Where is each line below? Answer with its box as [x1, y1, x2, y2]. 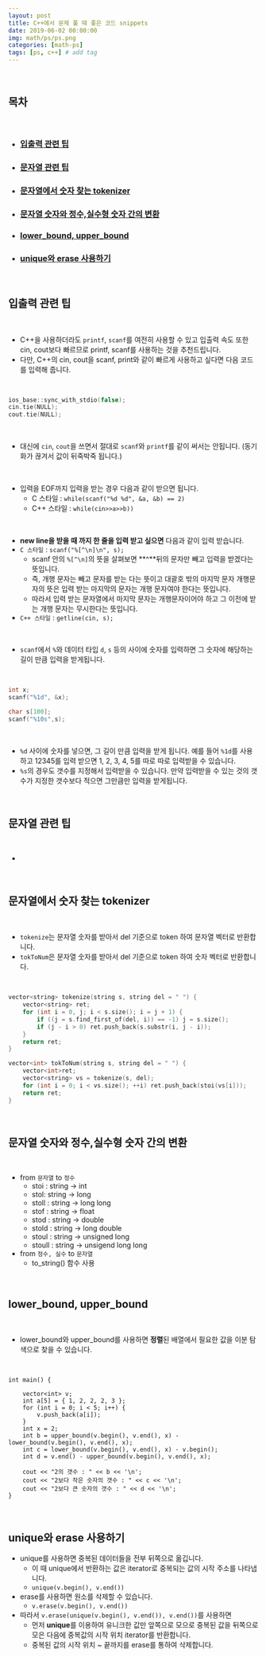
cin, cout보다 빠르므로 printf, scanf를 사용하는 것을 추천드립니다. [19, 344, 222, 354]
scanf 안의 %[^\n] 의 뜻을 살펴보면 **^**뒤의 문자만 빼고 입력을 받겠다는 [31, 554, 254, 564]
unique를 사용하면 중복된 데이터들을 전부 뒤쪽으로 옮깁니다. [19, 1553, 204, 1563]
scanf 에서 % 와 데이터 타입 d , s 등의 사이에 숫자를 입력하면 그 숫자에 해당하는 [19, 645, 254, 655]
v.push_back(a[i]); [37, 1411, 102, 1419]
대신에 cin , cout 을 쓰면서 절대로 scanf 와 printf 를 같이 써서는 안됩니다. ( [19, 441, 245, 451]
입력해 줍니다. [28, 364, 71, 374]
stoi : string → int [31, 1181, 87, 1191]
